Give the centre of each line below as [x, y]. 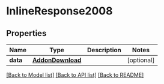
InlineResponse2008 [59, 11]
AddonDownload [57, 60]
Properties [26, 33]
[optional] [141, 60]
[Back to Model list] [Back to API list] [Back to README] [75, 75]
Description [104, 50]
